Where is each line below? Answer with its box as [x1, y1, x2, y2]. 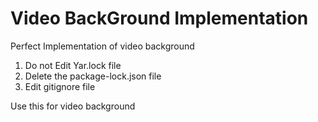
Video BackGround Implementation [10, 7, 309, 30]
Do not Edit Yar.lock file [24, 59, 122, 71]
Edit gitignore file [24, 80, 96, 92]
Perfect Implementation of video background [10, 40, 195, 52]
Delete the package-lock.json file [24, 70, 162, 82]
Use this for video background [10, 100, 136, 112]
